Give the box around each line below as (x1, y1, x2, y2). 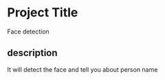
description (7, 47, 58, 59)
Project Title (7, 5, 78, 21)
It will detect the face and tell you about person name (7, 65, 158, 73)
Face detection (7, 27, 49, 36)
